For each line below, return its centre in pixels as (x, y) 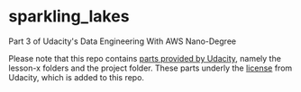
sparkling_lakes (69, 17)
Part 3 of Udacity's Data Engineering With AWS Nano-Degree (122, 41)
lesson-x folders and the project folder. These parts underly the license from (150, 68)
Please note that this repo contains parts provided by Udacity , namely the (145, 58)
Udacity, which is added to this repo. (77, 77)
